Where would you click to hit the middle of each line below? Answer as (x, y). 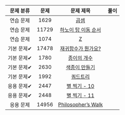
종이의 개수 (80, 58)
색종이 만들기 (81, 67)
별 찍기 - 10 (80, 86)
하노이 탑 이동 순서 (81, 30)
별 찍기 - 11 (80, 95)
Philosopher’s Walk (80, 104)
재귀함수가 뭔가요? (81, 48)
